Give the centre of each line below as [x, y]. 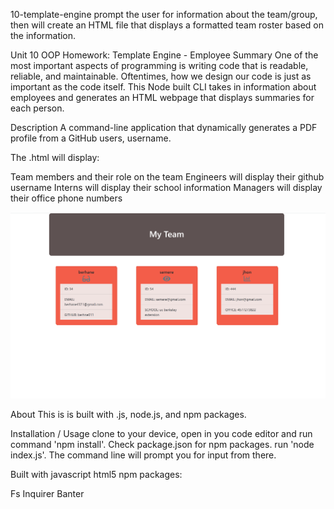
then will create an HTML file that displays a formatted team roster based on [167, 25]
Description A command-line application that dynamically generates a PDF [164, 127]
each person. [37, 108]
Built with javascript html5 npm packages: [96, 474]
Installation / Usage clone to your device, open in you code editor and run [161, 433]
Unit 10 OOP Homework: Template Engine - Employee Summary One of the [164, 55]
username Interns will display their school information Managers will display [166, 187]
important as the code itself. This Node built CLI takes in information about [163, 87]
